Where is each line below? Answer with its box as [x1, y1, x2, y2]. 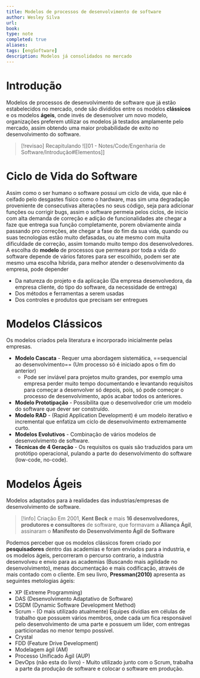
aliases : [6, 42, 28, 48]
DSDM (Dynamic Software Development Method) [14, 601, 136, 609]
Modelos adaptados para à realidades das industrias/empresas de [6, 497, 169, 504]
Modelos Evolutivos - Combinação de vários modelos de [14, 431, 156, 438]
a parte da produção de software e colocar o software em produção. [14, 665, 184, 673]
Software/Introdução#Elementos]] [20, 148, 105, 155]
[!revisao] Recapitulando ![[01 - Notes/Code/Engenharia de [20, 142, 166, 149]
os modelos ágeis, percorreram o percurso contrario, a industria [6, 552, 164, 559]
